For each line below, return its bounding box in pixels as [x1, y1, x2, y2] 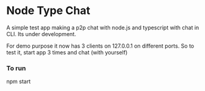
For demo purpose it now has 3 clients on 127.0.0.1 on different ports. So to [6, 42, 195, 49]
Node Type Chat [6, 4, 91, 18]
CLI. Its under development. [6, 30, 76, 37]
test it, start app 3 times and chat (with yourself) [6, 48, 128, 56]
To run [6, 64, 26, 72]
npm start [6, 78, 31, 86]
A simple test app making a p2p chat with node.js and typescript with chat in [6, 24, 199, 31]
